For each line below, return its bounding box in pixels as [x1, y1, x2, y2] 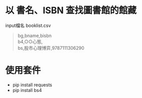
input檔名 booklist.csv [5, 22, 52, 28]
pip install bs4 [12, 87, 42, 93]
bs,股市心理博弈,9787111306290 [17, 45, 84, 51]
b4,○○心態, [17, 39, 43, 45]
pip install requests [12, 82, 52, 88]
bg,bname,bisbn [17, 32, 52, 39]
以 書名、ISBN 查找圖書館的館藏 [5, 5, 137, 16]
